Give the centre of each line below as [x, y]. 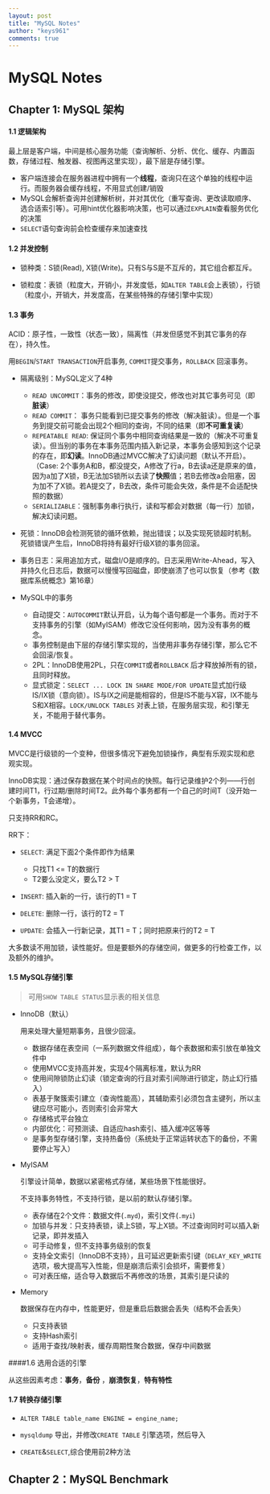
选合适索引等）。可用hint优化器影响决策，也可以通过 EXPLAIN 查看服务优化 [139, 208]
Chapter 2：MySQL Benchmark [88, 1480]
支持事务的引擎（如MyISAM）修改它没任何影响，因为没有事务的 [137, 625]
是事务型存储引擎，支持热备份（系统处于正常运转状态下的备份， [137, 1138]
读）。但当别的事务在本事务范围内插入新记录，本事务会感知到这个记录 [146, 446]
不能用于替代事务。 [78, 715]
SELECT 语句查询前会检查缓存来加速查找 [84, 228]
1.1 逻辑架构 [27, 132]
